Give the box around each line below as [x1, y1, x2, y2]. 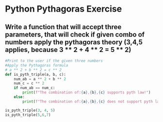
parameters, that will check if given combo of [5, 30, 145, 38]
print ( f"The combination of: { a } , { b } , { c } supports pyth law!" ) [22, 90, 151, 95]
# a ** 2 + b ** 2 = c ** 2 [5, 67, 62, 72]
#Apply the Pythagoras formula [5, 63, 68, 68]
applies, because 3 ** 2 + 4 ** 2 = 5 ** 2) [5, 45, 131, 54]
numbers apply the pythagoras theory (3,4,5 [5, 38, 143, 46]
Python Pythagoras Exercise [5, 3, 122, 15]
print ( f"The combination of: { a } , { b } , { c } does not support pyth [22, 99, 153, 104]
